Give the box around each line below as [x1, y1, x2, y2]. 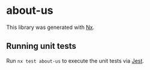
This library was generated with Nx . [6, 24, 95, 31]
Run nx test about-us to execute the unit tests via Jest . [6, 57, 145, 64]
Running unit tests [6, 41, 77, 51]
